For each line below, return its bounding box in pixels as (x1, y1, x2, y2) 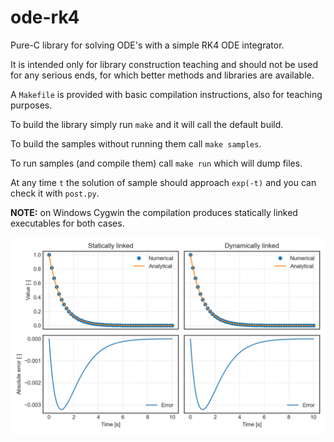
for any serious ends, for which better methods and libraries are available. (10, 69, 315, 81)
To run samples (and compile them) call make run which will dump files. (10, 157, 303, 169)
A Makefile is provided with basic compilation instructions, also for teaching (10, 88, 323, 100)
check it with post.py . (10, 187, 100, 199)
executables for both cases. (10, 217, 125, 229)
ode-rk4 (10, 6, 80, 29)
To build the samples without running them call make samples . (10, 137, 262, 150)
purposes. (10, 99, 53, 111)
